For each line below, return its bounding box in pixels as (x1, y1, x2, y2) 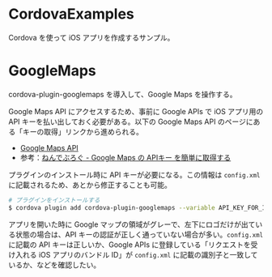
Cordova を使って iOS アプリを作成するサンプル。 (8, 32, 175, 42)
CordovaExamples (8, 5, 135, 23)
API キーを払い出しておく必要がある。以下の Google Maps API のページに (8, 117, 253, 126)
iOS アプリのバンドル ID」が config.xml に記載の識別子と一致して (38, 249, 258, 259)
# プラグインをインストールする (8, 196, 100, 204)
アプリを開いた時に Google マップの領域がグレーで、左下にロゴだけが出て (8, 219, 256, 229)
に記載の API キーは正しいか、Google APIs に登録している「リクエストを (8, 240, 251, 249)
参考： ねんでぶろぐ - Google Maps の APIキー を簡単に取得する (19, 152, 232, 162)
